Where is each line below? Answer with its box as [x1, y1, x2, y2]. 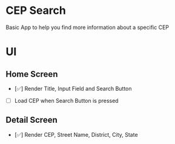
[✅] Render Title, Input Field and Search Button [14, 85, 132, 92]
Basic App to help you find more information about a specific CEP [5, 24, 169, 31]
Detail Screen [5, 115, 58, 125]
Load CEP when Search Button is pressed [14, 97, 119, 104]
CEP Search [5, 4, 66, 18]
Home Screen [5, 69, 58, 79]
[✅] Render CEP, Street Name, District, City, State [14, 131, 138, 138]
